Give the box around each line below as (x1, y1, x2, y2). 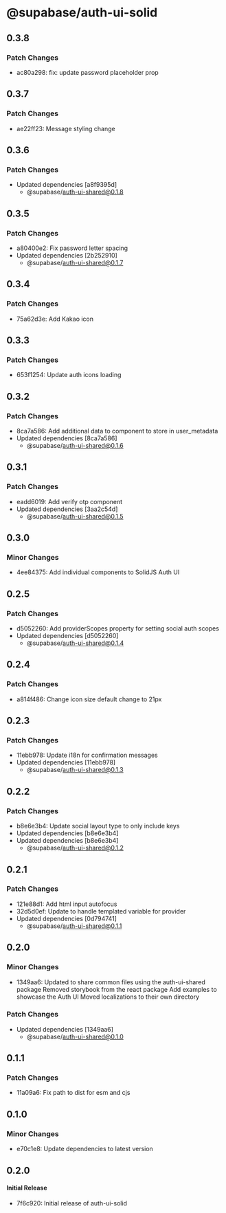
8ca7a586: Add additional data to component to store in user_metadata (16, 427, 218, 435)
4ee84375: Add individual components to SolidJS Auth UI (16, 568, 180, 576)
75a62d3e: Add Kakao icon (16, 315, 94, 323)
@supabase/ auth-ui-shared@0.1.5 (26, 512, 124, 520)
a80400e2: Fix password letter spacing (16, 244, 128, 252)
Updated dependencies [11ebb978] (16, 758, 116, 767)
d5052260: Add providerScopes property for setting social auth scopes (16, 624, 219, 633)
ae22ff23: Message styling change (16, 124, 115, 133)
